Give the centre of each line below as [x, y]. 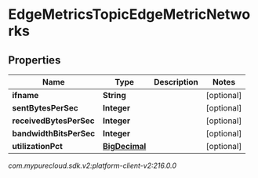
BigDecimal [125, 146]
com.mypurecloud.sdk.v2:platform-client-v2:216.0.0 [93, 165]
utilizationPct [37, 146]
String [115, 95]
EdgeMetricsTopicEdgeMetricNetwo [129, 15]
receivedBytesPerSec [54, 121]
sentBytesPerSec [45, 108]
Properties [35, 60]
